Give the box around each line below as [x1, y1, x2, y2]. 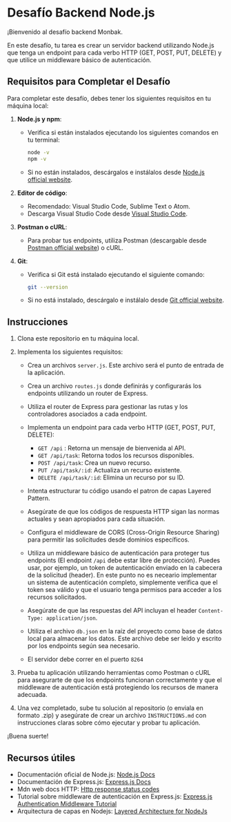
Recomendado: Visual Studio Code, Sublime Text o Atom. [27, 202, 191, 210]
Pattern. [27, 494, 50, 502]
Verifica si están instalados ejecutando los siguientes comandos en [27, 128, 219, 136]
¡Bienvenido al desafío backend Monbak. [7, 28, 123, 36]
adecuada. [17, 691, 48, 699]
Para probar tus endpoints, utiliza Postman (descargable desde [27, 236, 207, 245]
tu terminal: [27, 135, 60, 144]
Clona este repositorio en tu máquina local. [17, 334, 139, 343]
